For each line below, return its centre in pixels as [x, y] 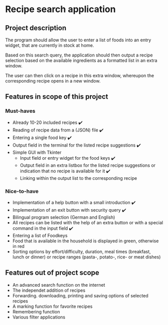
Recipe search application [61, 9]
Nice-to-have [22, 191]
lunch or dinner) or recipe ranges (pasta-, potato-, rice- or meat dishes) [87, 257]
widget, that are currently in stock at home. [50, 45]
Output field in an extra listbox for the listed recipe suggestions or [88, 165]
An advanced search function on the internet [59, 285]
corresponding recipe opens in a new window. [53, 81]
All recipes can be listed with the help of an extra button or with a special [88, 222]
